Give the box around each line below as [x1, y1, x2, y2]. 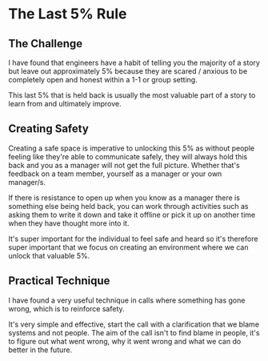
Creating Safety [8, 122, 90, 136]
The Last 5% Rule [8, 5, 127, 23]
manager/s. [8, 177, 46, 187]
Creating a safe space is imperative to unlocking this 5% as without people [8, 143, 254, 153]
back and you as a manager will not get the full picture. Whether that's [8, 160, 240, 170]
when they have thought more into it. [8, 218, 130, 228]
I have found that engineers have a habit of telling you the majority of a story [8, 58, 260, 67]
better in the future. [8, 345, 73, 355]
